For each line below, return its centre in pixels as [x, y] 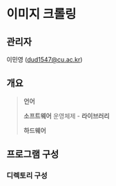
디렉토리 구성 [27, 176]
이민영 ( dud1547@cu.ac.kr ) [45, 60]
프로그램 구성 [33, 155]
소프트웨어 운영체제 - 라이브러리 [66, 116]
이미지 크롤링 [41, 14]
